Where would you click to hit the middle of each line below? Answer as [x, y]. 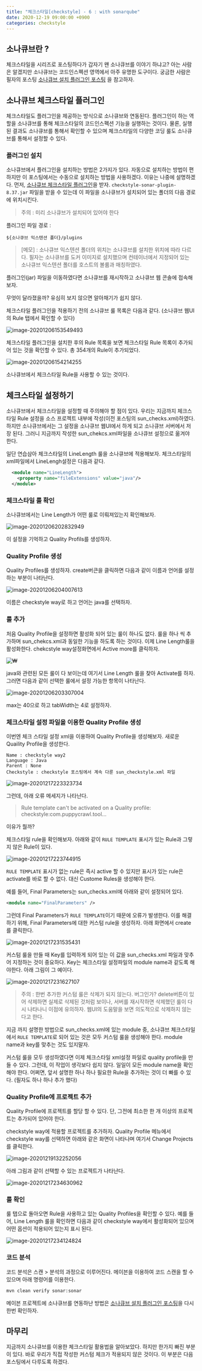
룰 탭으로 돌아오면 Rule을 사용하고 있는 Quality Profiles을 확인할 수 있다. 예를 [97, 1214]
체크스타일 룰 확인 [31, 500]
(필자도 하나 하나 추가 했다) [46, 1079]
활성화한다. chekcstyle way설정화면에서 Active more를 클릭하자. [83, 649]
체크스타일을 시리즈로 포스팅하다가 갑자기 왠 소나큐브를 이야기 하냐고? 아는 [93, 64]
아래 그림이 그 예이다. [49, 969]
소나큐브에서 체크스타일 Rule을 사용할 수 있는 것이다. [68, 375]
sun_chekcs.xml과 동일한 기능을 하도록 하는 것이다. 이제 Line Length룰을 [109, 641]
